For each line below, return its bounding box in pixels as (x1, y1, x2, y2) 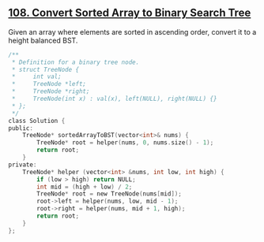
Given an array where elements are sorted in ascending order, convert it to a (8, 27, 257, 36)
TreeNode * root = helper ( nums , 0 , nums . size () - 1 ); (36, 139, 214, 147)
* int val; (11, 73, 62, 81)
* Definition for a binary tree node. (11, 58, 140, 66)
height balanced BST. (8, 35, 78, 45)
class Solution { (8, 117, 66, 125)
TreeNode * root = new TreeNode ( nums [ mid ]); (36, 190, 182, 198)
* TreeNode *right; (11, 87, 90, 95)
